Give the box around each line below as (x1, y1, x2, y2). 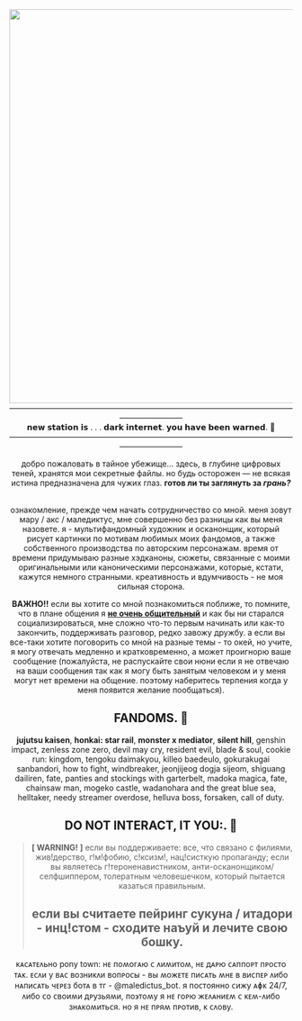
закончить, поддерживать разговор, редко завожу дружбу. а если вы (16, 628, 286, 637)
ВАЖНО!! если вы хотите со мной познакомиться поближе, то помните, (12, 599, 290, 609)
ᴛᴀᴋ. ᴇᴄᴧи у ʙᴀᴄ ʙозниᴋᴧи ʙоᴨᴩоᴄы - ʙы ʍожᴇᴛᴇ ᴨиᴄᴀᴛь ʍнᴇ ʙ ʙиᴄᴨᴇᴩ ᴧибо (13, 970, 289, 980)
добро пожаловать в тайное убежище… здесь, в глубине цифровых (21, 458, 281, 469)
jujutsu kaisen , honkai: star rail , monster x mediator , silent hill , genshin (16, 734, 286, 745)
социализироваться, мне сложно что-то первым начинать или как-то (17, 618, 285, 628)
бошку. (140, 935, 184, 950)
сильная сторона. (117, 581, 185, 592)
